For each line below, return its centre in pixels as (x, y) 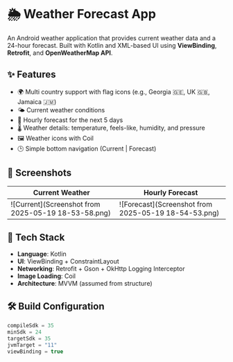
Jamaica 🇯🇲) (37, 101)
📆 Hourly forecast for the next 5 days (70, 120)
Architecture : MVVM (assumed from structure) (85, 284)
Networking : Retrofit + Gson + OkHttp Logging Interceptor (101, 269)
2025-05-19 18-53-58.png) (61, 213)
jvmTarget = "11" (32, 345)
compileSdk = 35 (31, 326)
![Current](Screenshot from (55, 204)
